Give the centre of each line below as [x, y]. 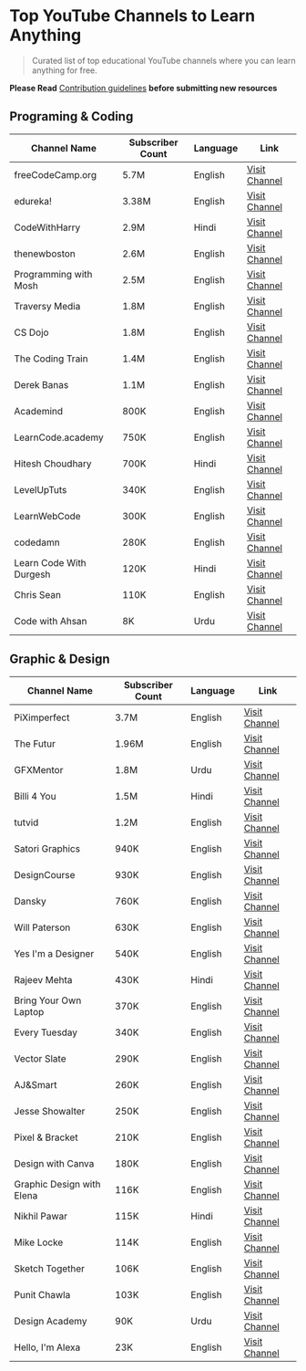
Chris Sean [38, 594]
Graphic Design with [57, 1184]
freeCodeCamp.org [56, 174]
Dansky [31, 901]
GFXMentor [39, 769]
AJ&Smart [36, 1084]
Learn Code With [50, 562]
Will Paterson [42, 927]
